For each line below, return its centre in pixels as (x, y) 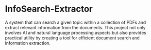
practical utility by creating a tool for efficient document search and (72, 38)
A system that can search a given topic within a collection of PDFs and (75, 22)
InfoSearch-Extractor (49, 9)
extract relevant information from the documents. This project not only (75, 27)
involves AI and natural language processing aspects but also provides (76, 33)
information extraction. (28, 43)
